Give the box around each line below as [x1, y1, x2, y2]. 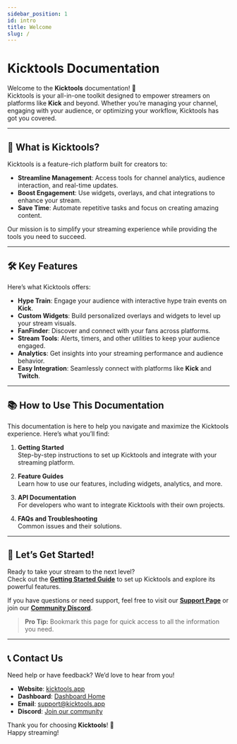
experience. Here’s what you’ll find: [7, 429, 110, 438]
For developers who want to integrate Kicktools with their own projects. [17, 500, 226, 509]
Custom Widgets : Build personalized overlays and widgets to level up [17, 311, 221, 320]
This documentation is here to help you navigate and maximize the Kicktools [7, 422, 229, 430]
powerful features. [7, 583, 61, 591]
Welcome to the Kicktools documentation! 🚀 [7, 84, 136, 93]
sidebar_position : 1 [7, 10, 68, 18]
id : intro [7, 17, 37, 24]
